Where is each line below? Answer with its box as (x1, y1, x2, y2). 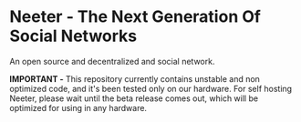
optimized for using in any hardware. (9, 102, 148, 113)
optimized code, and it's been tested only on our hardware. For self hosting (9, 83, 293, 94)
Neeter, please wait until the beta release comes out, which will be (9, 93, 258, 104)
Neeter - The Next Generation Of (9, 6, 262, 27)
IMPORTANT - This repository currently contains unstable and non (9, 73, 260, 84)
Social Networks (9, 25, 138, 46)
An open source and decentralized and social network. (9, 56, 215, 66)
